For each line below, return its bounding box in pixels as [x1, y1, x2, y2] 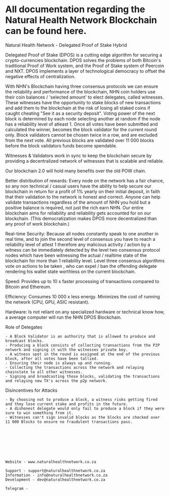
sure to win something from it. [5, 410, 74, 415]
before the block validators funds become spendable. [5, 142, 118, 148]
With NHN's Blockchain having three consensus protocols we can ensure [5, 83, 158, 89]
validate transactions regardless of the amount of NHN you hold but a [5, 199, 151, 205]
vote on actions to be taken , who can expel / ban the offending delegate [5, 263, 157, 269]
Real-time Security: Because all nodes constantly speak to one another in [5, 230, 159, 237]
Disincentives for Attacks [5, 387, 57, 393]
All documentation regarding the [5, 4, 146, 15]
